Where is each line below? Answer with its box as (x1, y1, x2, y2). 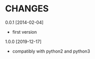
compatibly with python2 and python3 (12, 48, 91, 54)
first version (12, 29, 37, 35)
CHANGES (5, 3, 49, 14)
